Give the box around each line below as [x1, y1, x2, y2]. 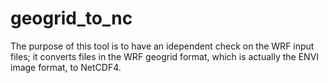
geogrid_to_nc [10, 7, 133, 30]
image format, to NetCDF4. [10, 61, 122, 73]
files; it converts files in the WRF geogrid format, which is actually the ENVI [10, 50, 320, 62]
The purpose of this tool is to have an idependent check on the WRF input [10, 40, 315, 52]
